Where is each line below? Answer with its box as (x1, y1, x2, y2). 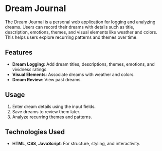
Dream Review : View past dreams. (12, 76, 82, 82)
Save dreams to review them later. (12, 108, 81, 114)
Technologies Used (5, 128, 65, 136)
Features (5, 48, 33, 57)
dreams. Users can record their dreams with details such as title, (5, 24, 135, 30)
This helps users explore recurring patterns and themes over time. (5, 34, 138, 40)
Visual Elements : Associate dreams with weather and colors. (12, 71, 135, 77)
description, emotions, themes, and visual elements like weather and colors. (5, 29, 158, 35)
